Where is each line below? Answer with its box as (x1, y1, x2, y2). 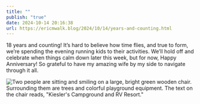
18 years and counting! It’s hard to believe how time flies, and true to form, (6, 42, 189, 49)
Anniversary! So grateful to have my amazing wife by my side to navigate (6, 61, 186, 68)
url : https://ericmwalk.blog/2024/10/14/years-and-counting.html (6, 25, 172, 31)
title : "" (6, 8, 31, 15)
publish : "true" (6, 14, 47, 20)
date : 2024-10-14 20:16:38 (6, 20, 73, 26)
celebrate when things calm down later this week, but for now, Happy (6, 54, 177, 61)
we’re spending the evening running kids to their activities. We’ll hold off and (6, 48, 194, 55)
